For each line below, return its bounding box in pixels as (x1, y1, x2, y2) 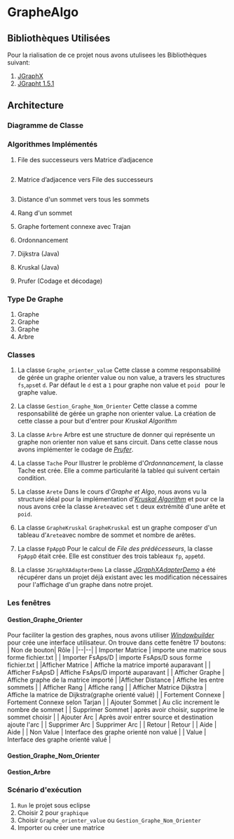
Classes (7, 350, 36, 359)
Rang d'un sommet (17, 209, 72, 217)
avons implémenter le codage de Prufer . (17, 445, 134, 454)
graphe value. (17, 388, 57, 397)
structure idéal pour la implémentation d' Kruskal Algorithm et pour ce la (17, 495, 224, 503)
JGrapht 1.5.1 (17, 79, 55, 88)
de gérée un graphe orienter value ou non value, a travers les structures (17, 374, 226, 382)
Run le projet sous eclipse (17, 801, 91, 810)
